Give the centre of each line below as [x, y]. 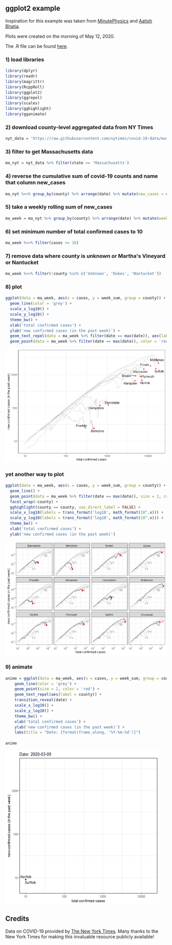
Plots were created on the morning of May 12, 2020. [60, 36]
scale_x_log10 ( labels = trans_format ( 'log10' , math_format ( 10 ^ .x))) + [87, 513]
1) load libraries [25, 60]
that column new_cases [35, 183]
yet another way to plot [35, 474]
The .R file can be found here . [37, 46]
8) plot [14, 287]
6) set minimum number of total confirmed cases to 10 [74, 232]
